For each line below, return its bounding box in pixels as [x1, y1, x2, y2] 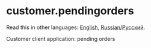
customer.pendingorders [6, 4, 134, 18]
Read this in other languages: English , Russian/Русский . [6, 24, 146, 31]
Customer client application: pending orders [6, 35, 116, 42]
